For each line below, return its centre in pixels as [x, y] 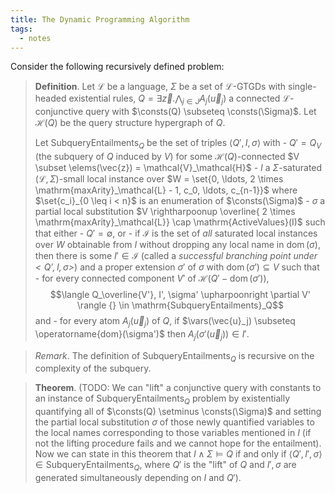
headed [50, 98]
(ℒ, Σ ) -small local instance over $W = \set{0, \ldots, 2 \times [159, 178]
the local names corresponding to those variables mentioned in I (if [173, 433]
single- [302, 87]
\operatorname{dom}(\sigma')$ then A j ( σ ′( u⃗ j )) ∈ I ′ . [142, 334]
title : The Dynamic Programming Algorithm [100, 19]
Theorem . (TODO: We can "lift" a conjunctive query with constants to [178, 388]
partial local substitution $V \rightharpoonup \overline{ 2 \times [165, 211]
